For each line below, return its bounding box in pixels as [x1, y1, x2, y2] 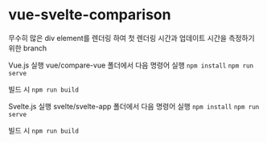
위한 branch [8, 43, 47, 53]
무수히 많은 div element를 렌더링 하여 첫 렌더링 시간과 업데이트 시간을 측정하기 [8, 33, 255, 43]
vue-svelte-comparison [8, 6, 171, 24]
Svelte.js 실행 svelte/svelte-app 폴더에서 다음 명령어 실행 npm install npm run [8, 101, 260, 111]
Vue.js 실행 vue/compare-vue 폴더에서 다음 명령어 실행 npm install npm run [8, 60, 254, 70]
